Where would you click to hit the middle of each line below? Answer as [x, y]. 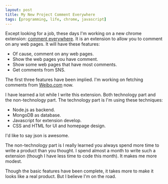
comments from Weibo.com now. [39, 85]
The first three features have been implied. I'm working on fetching [74, 80]
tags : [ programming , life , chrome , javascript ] [56, 19]
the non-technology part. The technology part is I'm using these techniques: [84, 100]
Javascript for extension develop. [47, 121]
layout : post [19, 10]
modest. [14, 161]
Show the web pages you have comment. [55, 59]
